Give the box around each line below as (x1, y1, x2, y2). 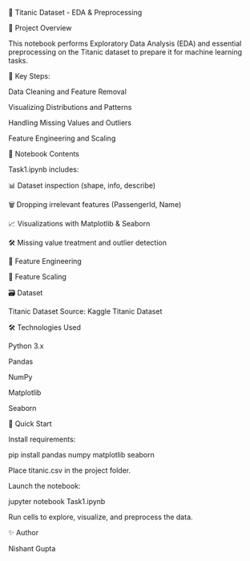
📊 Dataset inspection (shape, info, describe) (8, 181, 156, 190)
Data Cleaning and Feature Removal (8, 87, 127, 96)
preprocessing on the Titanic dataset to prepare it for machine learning (8, 47, 243, 56)
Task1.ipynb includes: (8, 165, 79, 174)
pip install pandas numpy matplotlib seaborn (8, 450, 155, 459)
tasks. (8, 56, 29, 65)
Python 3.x (8, 341, 44, 351)
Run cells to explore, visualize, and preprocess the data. (8, 512, 194, 522)
